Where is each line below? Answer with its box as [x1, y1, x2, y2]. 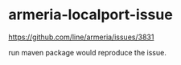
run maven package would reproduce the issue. [8, 47, 167, 57]
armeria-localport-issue [8, 6, 173, 24]
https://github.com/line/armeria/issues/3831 [8, 32, 154, 42]
